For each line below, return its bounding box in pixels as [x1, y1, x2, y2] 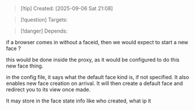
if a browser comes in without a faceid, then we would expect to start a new [6, 39, 189, 45]
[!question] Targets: [20, 16, 68, 23]
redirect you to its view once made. [6, 86, 91, 93]
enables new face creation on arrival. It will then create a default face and [6, 80, 183, 87]
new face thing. [6, 62, 44, 69]
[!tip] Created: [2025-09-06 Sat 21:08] [20, 5, 113, 12]
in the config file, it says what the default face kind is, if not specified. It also [6, 74, 190, 80]
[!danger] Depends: [20, 27, 68, 34]
